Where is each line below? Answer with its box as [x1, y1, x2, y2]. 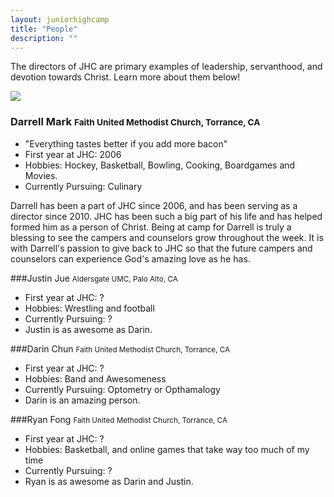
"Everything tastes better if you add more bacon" [24, 137, 228, 150]
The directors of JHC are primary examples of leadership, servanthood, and [10, 61, 323, 73]
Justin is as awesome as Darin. [24, 323, 153, 335]
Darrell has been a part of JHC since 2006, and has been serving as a [10, 199, 298, 211]
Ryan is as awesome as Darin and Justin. [24, 475, 194, 487]
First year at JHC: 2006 [24, 148, 122, 160]
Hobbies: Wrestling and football [24, 302, 155, 314]
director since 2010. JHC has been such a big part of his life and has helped [10, 210, 323, 222]
